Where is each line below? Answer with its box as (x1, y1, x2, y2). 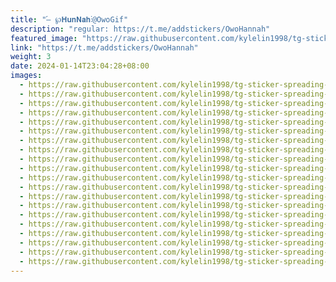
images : (10, 71, 43, 81)
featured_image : (10, 33, 78, 43)
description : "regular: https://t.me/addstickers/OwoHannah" (10, 24, 271, 34)
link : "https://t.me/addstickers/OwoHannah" (10, 42, 199, 53)
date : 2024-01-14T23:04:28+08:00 (10, 61, 150, 71)
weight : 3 (10, 52, 52, 62)
